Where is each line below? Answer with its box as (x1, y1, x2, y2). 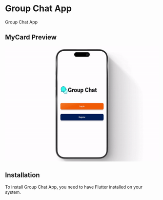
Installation (5, 171, 40, 180)
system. (5, 189, 21, 195)
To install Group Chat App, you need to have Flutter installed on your (5, 184, 143, 190)
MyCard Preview (5, 33, 57, 41)
